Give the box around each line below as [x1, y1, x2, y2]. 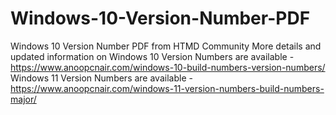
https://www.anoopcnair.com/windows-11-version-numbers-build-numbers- [10, 82, 325, 94]
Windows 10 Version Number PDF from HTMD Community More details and [10, 40, 322, 52]
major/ [10, 93, 37, 105]
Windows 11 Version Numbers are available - [10, 72, 193, 84]
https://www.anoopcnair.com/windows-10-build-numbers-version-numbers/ [10, 61, 326, 73]
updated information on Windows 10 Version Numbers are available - [10, 50, 295, 62]
